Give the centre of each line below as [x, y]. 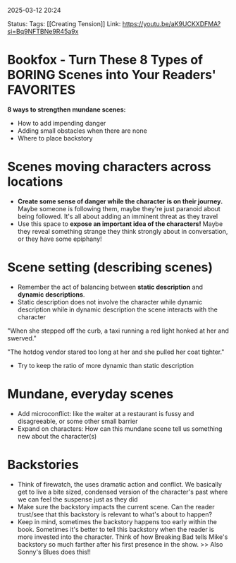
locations [35, 182]
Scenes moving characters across [109, 167]
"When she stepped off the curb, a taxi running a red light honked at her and [118, 331]
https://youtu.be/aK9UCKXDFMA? [172, 24]
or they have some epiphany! [60, 239]
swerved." [22, 338]
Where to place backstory [55, 138]
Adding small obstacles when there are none [82, 131]
